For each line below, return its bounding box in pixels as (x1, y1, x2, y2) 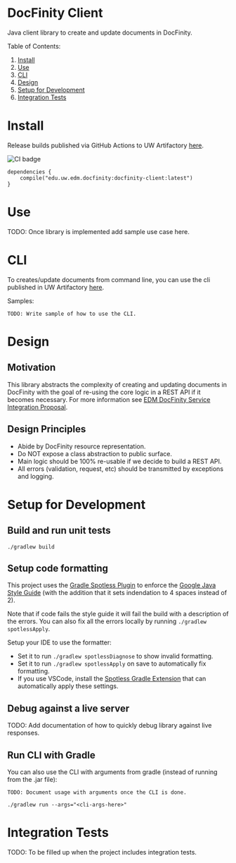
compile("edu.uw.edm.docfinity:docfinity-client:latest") (20, 174, 193, 181)
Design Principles (7, 423, 86, 435)
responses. (7, 728, 40, 737)
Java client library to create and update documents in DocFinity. (7, 28, 193, 37)
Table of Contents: (7, 42, 61, 50)
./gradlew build (7, 543, 55, 551)
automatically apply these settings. (17, 682, 119, 690)
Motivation (7, 362, 56, 374)
